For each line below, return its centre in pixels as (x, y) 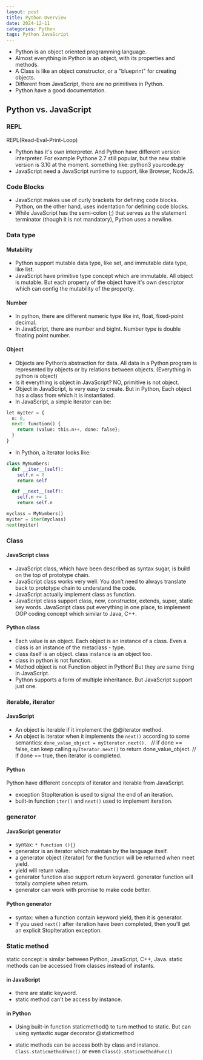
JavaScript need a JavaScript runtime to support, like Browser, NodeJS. (105, 171)
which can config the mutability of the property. (75, 289)
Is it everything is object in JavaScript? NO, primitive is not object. (97, 382)
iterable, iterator (31, 701)
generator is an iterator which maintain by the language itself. (92, 851)
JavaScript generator (34, 831)
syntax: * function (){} (45, 845)
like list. (25, 269)
